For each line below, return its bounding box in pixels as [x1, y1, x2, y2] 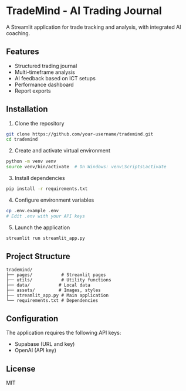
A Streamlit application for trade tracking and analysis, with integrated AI [6, 23, 181, 30]
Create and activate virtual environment [14, 147, 110, 154]
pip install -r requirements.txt [6, 186, 88, 192]
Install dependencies [14, 175, 66, 182]
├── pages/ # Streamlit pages [6, 272, 107, 278]
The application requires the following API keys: [6, 329, 121, 336]
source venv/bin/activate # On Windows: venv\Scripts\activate [6, 164, 167, 170]
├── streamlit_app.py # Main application [6, 293, 109, 298]
